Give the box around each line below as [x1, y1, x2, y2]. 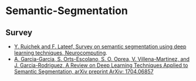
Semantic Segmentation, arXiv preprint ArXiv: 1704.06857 [13, 68, 154, 75]
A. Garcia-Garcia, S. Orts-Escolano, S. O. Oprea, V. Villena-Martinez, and [13, 56, 190, 62]
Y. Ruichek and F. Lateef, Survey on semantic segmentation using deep [13, 43, 187, 50]
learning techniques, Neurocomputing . [13, 49, 108, 56]
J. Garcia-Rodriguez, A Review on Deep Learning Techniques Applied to [13, 62, 188, 69]
